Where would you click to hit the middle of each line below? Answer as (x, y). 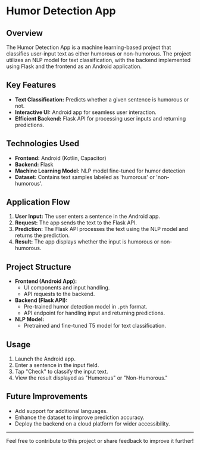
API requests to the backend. (59, 294)
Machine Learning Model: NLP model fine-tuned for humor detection (100, 171)
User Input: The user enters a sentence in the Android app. (87, 217)
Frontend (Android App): (46, 281)
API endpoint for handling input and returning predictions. (94, 313)
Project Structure (39, 267)
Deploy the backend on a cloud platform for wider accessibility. (92, 423)
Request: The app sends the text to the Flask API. (76, 223)
